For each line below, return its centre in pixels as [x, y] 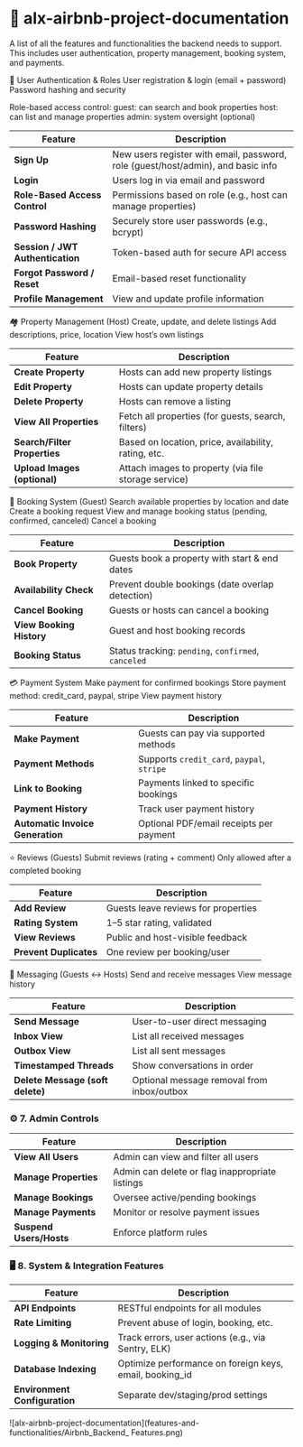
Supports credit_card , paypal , [202, 759]
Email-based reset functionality [179, 278]
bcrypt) [128, 232]
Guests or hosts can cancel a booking [189, 610]
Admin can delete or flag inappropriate [194, 1172]
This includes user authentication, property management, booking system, [148, 52]
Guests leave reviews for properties [182, 908]
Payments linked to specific [197, 783]
